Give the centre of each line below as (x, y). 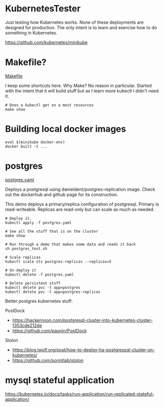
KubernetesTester (43, 9)
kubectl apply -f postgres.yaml (38, 223)
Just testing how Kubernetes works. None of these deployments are (75, 22)
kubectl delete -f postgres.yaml (40, 275)
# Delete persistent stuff (33, 283)
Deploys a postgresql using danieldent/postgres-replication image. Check (80, 189)
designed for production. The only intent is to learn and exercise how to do (81, 27)
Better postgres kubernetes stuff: (39, 301)
